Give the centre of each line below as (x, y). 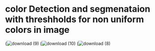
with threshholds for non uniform (75, 19)
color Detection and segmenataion (78, 9)
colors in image (37, 30)
